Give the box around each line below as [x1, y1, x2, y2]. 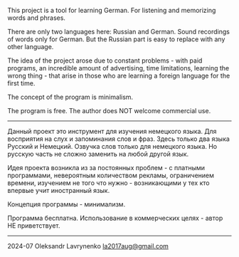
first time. [7, 79, 36, 88]
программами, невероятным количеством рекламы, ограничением [7, 171, 215, 179]
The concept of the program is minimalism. [7, 93, 134, 101]
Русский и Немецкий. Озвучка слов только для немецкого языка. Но [7, 142, 218, 150]
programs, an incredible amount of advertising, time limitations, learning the [7, 64, 230, 72]
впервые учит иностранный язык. [7, 187, 110, 194]
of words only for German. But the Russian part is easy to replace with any [7, 35, 225, 43]
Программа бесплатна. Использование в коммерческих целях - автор [7, 214, 223, 222]
